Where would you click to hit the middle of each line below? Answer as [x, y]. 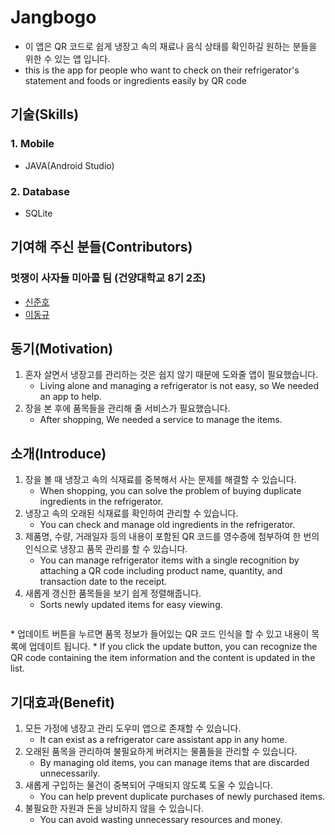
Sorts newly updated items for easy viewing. [131, 605]
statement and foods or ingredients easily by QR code [135, 80]
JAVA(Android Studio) [69, 165]
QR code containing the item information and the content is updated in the [163, 658]
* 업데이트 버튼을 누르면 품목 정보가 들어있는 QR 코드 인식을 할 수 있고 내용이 [160, 634]
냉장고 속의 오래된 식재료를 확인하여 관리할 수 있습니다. [131, 513]
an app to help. [70, 397]
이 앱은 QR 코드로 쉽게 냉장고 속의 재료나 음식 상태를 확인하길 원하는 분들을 [171, 46]
